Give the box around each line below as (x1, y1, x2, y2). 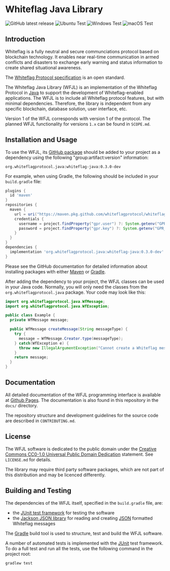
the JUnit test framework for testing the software (12, 510, 115, 516)
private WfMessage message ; (10, 317, 69, 322)
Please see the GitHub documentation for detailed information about (5, 263, 148, 269)
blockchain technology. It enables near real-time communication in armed (5, 54, 159, 60)
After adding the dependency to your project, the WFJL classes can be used (5, 278, 164, 284)
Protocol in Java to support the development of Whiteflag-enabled (5, 90, 144, 96)
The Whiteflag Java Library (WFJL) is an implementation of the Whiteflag (5, 84, 157, 90)
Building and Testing (5, 486, 72, 495)
